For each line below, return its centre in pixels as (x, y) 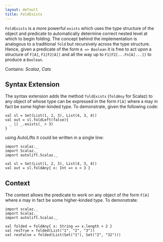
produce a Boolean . (24, 59)
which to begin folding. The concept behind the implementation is (71, 39)
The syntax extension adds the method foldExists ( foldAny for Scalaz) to (79, 96)
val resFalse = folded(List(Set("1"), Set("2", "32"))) (63, 235)
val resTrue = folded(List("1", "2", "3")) (50, 231)
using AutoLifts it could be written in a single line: (54, 137)
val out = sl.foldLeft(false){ (37, 120)
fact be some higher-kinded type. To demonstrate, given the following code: (82, 107)
